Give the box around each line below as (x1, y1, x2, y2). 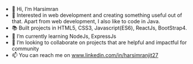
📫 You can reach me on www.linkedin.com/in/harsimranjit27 (11, 52, 158, 58)
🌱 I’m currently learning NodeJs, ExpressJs (11, 33, 116, 40)
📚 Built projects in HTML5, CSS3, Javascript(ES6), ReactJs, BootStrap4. (11, 24, 187, 31)
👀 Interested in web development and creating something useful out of (11, 12, 182, 19)
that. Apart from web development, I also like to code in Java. (11, 18, 160, 24)
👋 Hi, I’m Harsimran (11, 6, 59, 12)
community (11, 45, 39, 52)
